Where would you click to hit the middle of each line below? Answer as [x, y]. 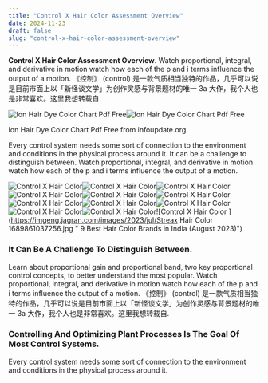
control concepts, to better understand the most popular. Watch [113, 275]
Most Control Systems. [54, 344]
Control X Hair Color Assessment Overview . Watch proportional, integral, [130, 61]
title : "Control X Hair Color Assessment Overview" [96, 16]
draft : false [30, 30]
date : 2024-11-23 [37, 23]
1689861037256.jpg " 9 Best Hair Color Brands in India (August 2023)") [126, 229]
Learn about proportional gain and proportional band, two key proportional [130, 267]
